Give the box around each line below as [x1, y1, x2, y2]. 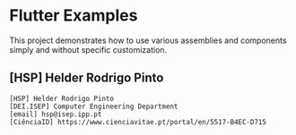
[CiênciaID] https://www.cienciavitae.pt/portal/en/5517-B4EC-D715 [9, 117, 267, 126]
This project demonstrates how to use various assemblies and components [9, 35, 287, 46]
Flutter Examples [9, 5, 138, 26]
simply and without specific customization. [9, 44, 168, 55]
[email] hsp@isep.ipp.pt [9, 109, 102, 119]
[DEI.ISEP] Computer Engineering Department [9, 102, 178, 111]
